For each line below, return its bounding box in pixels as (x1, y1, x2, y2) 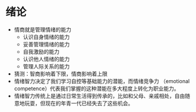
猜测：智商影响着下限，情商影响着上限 (14, 70, 107, 77)
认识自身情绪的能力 (22, 33, 70, 40)
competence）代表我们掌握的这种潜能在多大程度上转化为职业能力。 (14, 85, 179, 92)
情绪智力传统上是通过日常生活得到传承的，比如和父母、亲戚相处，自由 (14, 92, 185, 99)
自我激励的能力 (22, 48, 60, 55)
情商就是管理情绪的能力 (14, 26, 71, 33)
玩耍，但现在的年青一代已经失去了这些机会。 (24, 100, 133, 107)
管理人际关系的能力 (22, 62, 70, 70)
